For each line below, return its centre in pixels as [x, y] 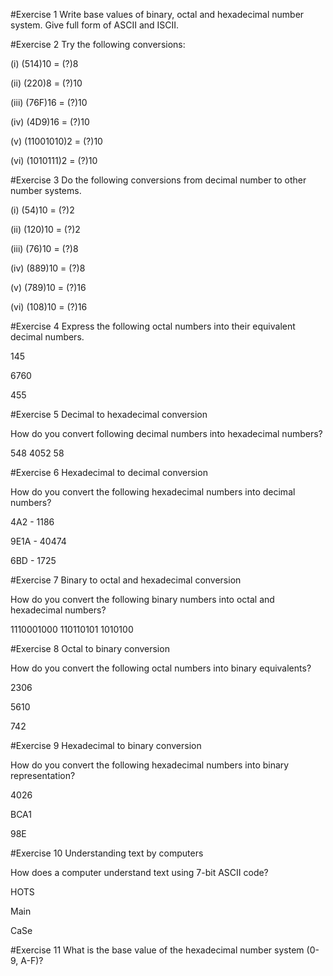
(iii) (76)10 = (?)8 [44, 248]
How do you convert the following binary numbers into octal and [142, 599]
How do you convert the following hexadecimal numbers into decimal [153, 492]
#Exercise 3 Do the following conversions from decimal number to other [158, 180]
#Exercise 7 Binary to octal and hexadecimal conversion [126, 580]
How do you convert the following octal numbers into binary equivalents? [161, 668]
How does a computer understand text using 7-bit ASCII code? [139, 872]
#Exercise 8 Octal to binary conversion [90, 648]
